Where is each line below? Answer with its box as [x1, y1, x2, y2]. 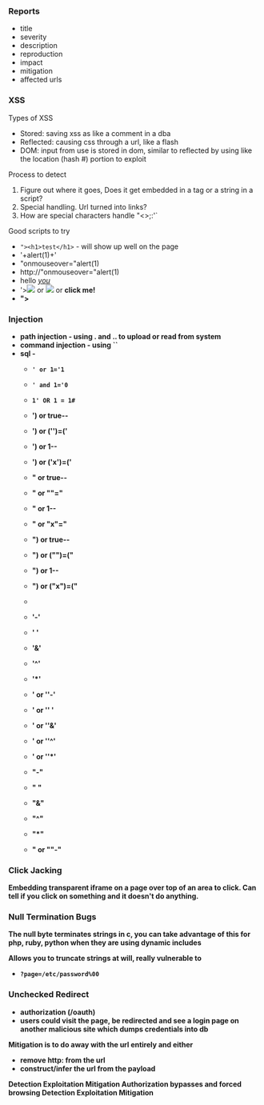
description [19, 41, 58, 50]
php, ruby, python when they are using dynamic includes [8, 938, 202, 947]
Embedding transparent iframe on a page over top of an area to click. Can [8, 883, 257, 893]
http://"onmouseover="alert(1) [19, 266, 120, 277]
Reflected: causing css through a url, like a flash [19, 137, 178, 146]
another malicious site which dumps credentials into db [19, 1024, 209, 1034]
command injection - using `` [19, 340, 118, 350]
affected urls [19, 74, 62, 85]
